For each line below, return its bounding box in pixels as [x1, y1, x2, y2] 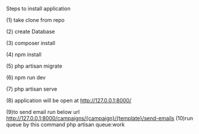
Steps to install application [6, 5, 71, 12]
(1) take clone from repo [6, 17, 65, 23]
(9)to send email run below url [6, 109, 80, 115]
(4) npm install [6, 51, 42, 58]
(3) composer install [6, 40, 55, 46]
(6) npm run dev [6, 74, 46, 81]
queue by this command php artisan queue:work [6, 121, 125, 128]
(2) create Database [6, 28, 55, 35]
